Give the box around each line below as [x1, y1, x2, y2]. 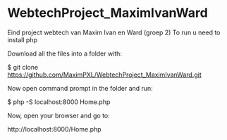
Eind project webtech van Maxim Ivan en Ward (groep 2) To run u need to [7, 28, 221, 37]
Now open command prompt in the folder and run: [7, 84, 153, 92]
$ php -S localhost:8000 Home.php [7, 97, 111, 106]
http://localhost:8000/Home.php [7, 125, 102, 133]
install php [7, 35, 37, 44]
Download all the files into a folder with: [7, 49, 122, 58]
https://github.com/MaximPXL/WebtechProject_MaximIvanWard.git [7, 70, 202, 79]
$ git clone [7, 63, 39, 71]
